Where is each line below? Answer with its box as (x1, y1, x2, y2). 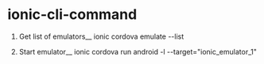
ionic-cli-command (7, 6, 138, 24)
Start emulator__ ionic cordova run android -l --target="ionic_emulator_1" (18, 47, 258, 56)
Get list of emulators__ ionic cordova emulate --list (18, 32, 184, 41)
